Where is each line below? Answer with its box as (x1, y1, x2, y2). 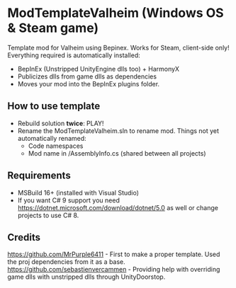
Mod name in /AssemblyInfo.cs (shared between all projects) (28, 149, 207, 157)
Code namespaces (28, 142, 84, 150)
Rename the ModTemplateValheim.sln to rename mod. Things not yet (17, 126, 220, 135)
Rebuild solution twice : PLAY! (17, 119, 104, 127)
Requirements (7, 170, 71, 182)
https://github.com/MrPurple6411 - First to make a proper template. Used (7, 250, 220, 259)
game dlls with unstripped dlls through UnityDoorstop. (7, 272, 166, 281)
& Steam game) (7, 20, 99, 36)
